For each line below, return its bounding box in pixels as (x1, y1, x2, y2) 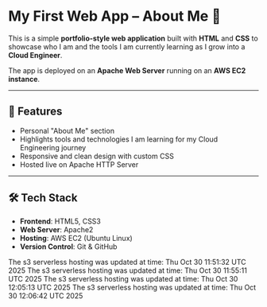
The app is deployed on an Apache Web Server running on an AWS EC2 (8, 65, 246, 75)
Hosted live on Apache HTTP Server (19, 159, 139, 169)
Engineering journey (19, 142, 87, 152)
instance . (8, 74, 41, 84)
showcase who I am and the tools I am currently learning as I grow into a (8, 41, 246, 51)
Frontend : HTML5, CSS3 (19, 216, 101, 226)
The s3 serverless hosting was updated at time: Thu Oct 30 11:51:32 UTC (8, 257, 246, 266)
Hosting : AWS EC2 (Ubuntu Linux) (19, 233, 133, 243)
